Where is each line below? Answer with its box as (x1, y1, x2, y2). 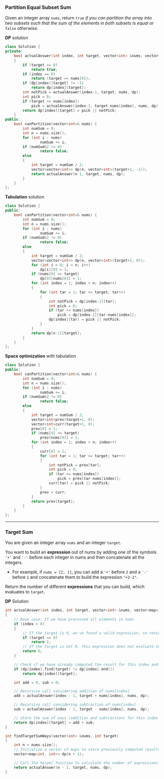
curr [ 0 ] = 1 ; (40, 449, 67, 454)
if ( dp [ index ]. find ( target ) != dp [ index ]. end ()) (14, 667, 115, 671)
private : (5, 49, 23, 54)
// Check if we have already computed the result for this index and (14, 662, 159, 667)
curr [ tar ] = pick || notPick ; (48, 481, 110, 486)
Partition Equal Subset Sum (5, 4, 71, 11)
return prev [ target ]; (31, 499, 76, 504)
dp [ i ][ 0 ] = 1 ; (40, 267, 69, 272)
